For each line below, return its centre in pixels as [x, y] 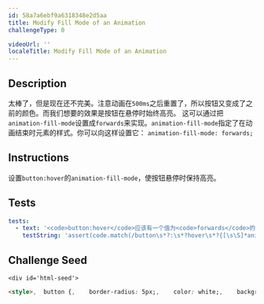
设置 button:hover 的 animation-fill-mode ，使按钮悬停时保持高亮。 [114, 178]
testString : [42, 236]
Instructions [38, 158]
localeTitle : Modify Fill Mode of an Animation [88, 52]
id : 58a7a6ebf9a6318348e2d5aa [58, 15]
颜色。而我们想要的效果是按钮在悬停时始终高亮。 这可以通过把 [123, 113]
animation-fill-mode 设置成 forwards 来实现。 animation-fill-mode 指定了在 [127, 123]
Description [37, 83]
